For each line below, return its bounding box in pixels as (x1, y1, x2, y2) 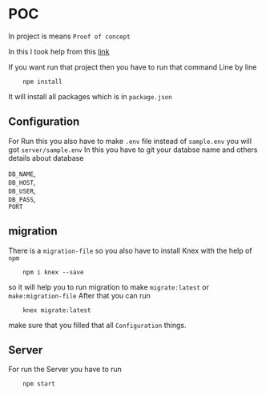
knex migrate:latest (22, 306, 91, 314)
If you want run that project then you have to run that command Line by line (8, 62, 257, 72)
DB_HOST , (8, 177, 36, 186)
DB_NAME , (8, 169, 36, 178)
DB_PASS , (8, 194, 36, 204)
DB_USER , (8, 186, 36, 195)
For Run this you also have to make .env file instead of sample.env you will (8, 136, 252, 146)
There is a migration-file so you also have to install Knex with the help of (8, 246, 252, 255)
